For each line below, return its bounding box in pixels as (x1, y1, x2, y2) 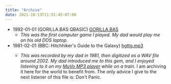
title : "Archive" (5, 7, 42, 13)
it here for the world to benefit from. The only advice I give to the (20, 68, 157, 74)
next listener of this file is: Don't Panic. (20, 74, 102, 80)
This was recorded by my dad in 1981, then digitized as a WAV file (20, 52, 159, 59)
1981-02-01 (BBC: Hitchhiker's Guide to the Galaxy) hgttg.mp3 (12, 42, 144, 48)
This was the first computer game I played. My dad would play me (20, 32, 160, 38)
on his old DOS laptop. (20, 37, 68, 43)
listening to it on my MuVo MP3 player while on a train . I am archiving (20, 63, 166, 69)
